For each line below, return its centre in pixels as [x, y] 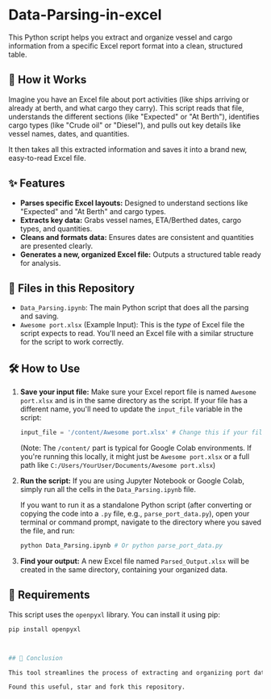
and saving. [39, 316]
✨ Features [37, 183]
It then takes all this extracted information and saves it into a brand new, [128, 149]
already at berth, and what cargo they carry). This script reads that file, [126, 107]
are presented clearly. [56, 246]
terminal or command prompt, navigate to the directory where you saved [141, 522]
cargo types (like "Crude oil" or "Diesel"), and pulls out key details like [125, 125]
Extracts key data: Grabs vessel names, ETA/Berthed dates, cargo [131, 220]
